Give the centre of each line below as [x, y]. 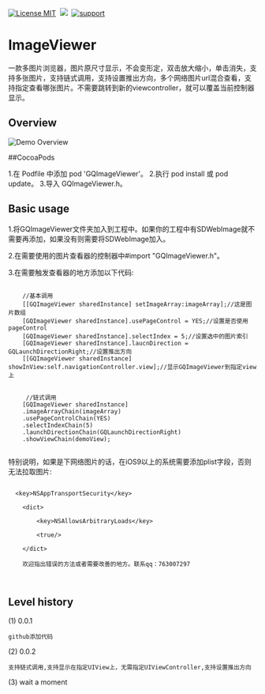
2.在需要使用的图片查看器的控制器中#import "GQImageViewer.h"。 [116, 255]
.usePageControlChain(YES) [67, 418]
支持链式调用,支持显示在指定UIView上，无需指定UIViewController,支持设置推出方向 [130, 668]
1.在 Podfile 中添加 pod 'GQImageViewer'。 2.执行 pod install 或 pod [118, 173]
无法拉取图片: [30, 471]
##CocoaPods [32, 157]
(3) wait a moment [38, 682]
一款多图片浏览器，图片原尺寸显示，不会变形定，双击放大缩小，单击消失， [129, 68]
